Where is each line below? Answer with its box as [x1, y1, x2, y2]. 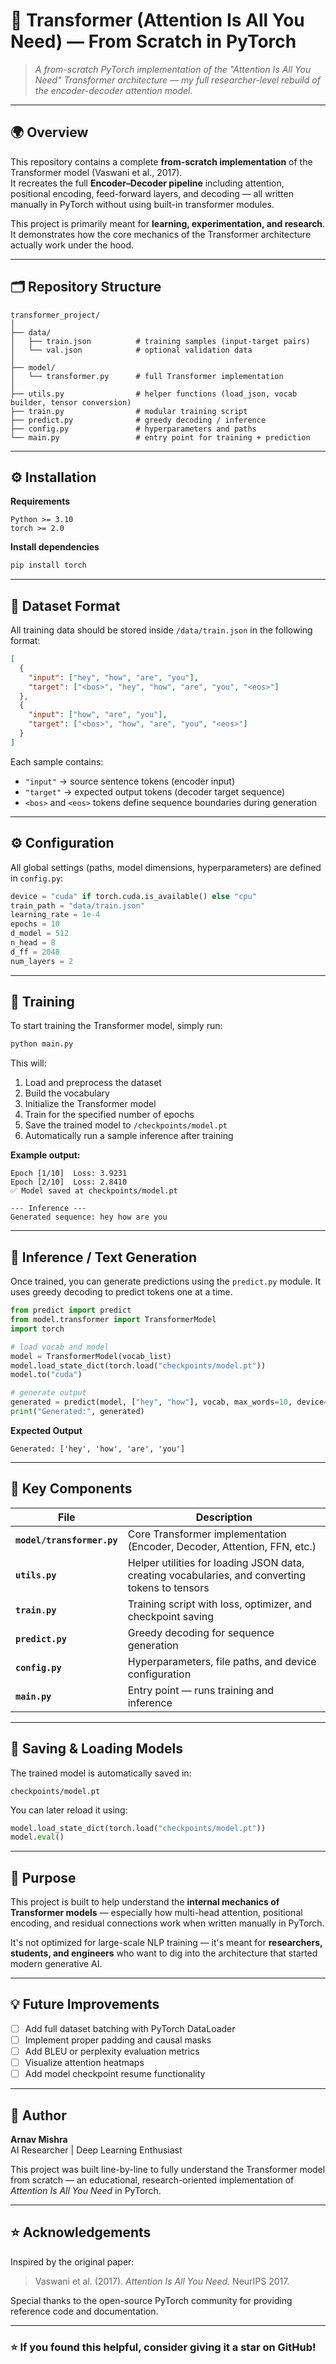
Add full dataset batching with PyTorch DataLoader [24, 2022, 236, 2034]
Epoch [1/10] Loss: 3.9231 [10, 1169, 128, 1179]
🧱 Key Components [10, 1480, 133, 1498]
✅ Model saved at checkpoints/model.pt [10, 1186, 178, 1196]
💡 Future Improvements [10, 1996, 160, 2013]
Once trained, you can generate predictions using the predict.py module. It [10, 1275, 322, 1288]
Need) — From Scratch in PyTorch [10, 30, 297, 53]
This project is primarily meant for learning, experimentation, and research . [10, 217, 326, 229]
